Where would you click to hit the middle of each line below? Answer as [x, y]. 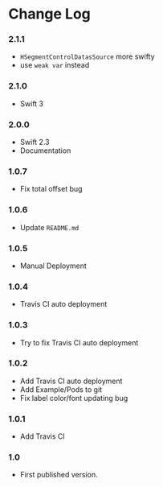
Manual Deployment [53, 266]
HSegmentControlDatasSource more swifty [87, 56]
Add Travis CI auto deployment [71, 381]
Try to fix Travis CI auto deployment [79, 342]
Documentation [45, 151]
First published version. [59, 475]
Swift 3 [32, 103]
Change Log [49, 14]
